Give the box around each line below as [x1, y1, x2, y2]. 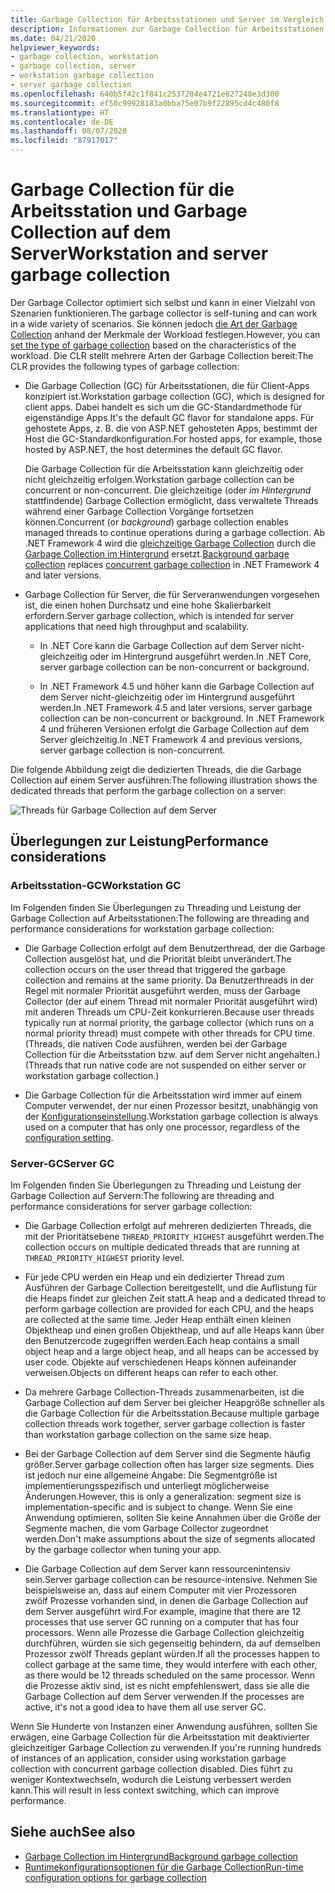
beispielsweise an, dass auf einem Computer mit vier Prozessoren [24, 1584, 298, 1596]
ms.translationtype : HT [10, 107, 110, 118]
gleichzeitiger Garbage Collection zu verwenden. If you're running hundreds [10, 1741, 322, 1753]
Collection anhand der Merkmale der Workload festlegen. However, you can [10, 328, 321, 340]
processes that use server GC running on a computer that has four [24, 1616, 300, 1628]
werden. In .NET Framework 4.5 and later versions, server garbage [39, 701, 313, 713]
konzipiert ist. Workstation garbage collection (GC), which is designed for [24, 390, 326, 402]
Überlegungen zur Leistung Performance [10, 833, 269, 850]
